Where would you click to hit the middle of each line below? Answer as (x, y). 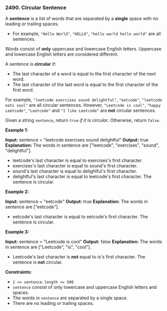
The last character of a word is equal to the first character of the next (84, 74)
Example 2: (17, 192)
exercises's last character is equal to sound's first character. (75, 166)
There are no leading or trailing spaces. (53, 303)
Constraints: (19, 272)
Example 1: (17, 130)
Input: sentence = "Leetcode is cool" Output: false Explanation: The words (84, 242)
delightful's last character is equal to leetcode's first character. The (82, 176)
